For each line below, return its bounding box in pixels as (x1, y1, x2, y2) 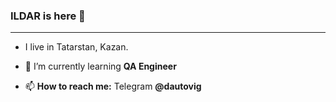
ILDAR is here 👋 (10, 9, 86, 23)
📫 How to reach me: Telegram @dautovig (24, 80, 202, 93)
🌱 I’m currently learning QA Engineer (24, 60, 177, 73)
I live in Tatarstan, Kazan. (24, 41, 129, 53)
